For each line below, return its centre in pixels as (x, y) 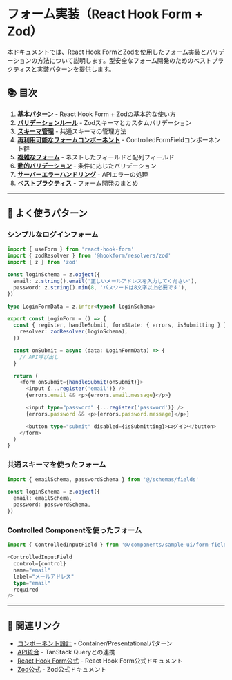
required (26, 590)
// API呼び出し (39, 357)
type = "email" (32, 583)
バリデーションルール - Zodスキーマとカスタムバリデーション (104, 122)
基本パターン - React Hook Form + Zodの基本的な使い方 (96, 114)
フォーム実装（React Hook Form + (105, 14)
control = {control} (40, 564)
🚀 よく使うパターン (47, 214)
